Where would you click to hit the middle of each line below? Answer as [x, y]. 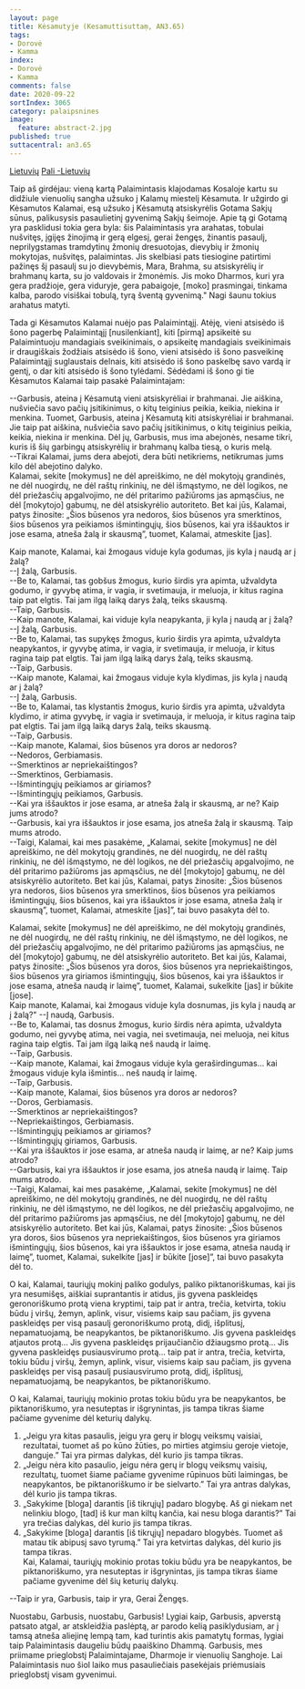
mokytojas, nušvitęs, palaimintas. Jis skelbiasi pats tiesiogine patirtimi [140, 256]
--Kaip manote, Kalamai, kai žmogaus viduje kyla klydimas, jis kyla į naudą [149, 677]
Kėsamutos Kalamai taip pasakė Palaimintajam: [97, 380]
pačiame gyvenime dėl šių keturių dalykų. [101, 1581]
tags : [20, 35]
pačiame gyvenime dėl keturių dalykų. [81, 1417]
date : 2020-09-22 [42, 94]
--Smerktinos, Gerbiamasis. [61, 774]
